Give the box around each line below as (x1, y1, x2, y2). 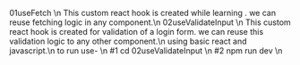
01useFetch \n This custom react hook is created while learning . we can (9, 8, 276, 18)
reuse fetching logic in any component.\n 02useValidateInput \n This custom (9, 17, 291, 28)
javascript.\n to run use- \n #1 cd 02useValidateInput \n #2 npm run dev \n (9, 45, 283, 56)
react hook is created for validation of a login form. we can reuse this (9, 27, 264, 37)
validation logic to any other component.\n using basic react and (9, 36, 248, 46)
